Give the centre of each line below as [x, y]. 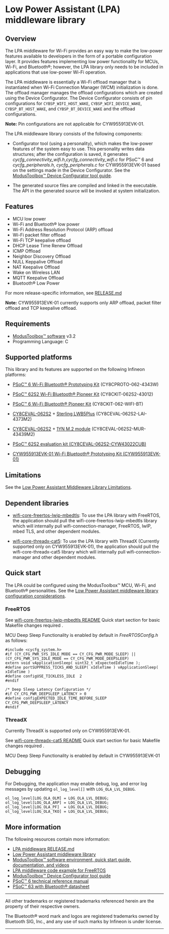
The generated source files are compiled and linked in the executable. [85, 185]
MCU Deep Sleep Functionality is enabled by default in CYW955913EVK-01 [82, 756]
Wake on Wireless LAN [36, 272]
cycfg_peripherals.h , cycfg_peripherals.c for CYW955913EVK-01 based [86, 165]
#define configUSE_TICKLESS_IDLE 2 [44, 676]
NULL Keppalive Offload [37, 261]
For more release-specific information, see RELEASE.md [64, 293]
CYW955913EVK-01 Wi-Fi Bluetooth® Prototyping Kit [67, 454]
